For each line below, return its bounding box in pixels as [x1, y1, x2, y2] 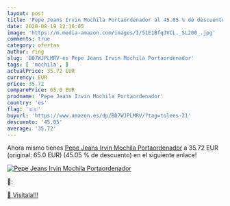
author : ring [7, 49, 44, 56]
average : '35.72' [7, 125, 57, 132]
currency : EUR [7, 73, 48, 81]
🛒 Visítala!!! [7, 191, 39, 199]
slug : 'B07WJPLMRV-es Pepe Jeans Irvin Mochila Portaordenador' [7, 55, 194, 62]
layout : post [7, 10, 44, 17]
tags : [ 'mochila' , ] [7, 61, 69, 68]
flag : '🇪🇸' [7, 106, 41, 113]
